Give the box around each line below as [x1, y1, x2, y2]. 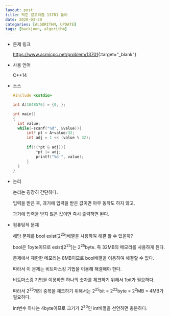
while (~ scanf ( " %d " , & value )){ [17, 126, 82, 131]
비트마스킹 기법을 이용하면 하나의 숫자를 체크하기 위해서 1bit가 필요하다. [12, 277, 155, 283]
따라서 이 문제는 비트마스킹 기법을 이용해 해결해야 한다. [12, 265, 122, 272]
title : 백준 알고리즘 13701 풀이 [5, 12, 68, 17]
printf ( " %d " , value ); [35, 154, 84, 159]
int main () [12, 111, 36, 117]
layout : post [5, 7, 33, 13]
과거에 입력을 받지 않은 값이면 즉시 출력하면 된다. [12, 211, 110, 217]
